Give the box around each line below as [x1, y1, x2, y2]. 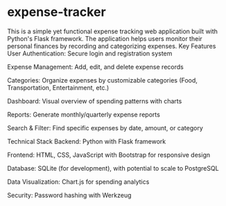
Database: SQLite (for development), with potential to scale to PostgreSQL [7, 164, 220, 172]
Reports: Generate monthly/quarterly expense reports [7, 110, 161, 119]
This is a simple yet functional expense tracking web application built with [7, 27, 218, 35]
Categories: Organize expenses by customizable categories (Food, [7, 76, 198, 84]
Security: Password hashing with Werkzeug [7, 191, 132, 199]
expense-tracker [7, 4, 106, 20]
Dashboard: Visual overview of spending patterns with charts [7, 96, 182, 105]
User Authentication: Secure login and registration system [7, 49, 173, 58]
